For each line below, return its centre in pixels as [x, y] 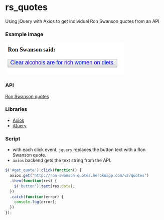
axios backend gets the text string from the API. [62, 161]
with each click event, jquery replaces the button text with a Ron [79, 150]
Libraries [16, 109]
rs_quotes [27, 7]
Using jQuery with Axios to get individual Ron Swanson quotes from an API [82, 21]
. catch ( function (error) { [37, 197]
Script [13, 138]
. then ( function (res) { [33, 181]
